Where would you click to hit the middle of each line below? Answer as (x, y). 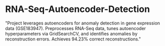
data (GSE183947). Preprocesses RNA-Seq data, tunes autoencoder (76, 28)
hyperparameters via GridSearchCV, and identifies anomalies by (71, 33)
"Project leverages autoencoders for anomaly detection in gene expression (83, 23)
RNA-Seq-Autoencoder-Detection (78, 9)
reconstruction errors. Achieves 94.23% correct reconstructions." (73, 39)
